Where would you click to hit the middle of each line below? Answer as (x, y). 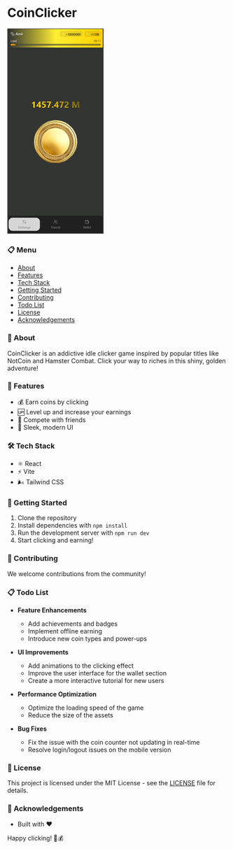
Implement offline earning (65, 631)
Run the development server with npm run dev (83, 533)
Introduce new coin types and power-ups (87, 639)
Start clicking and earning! (55, 540)
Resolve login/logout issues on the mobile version (99, 750)
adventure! (23, 368)
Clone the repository (47, 518)
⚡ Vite (26, 472)
